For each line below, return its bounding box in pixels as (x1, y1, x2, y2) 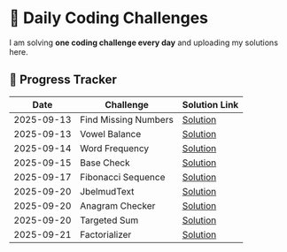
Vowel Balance (79, 127, 142, 140)
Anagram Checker (79, 199, 156, 211)
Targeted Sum (79, 214, 139, 226)
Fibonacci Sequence (79, 171, 166, 183)
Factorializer (79, 228, 132, 241)
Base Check (79, 157, 130, 169)
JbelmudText (79, 185, 135, 197)
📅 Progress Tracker (9, 73, 118, 88)
